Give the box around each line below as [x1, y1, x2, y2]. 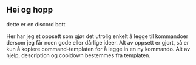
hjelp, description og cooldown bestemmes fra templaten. [6, 51, 150, 59]
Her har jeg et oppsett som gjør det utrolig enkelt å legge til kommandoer [6, 32, 189, 40]
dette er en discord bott [6, 20, 66, 28]
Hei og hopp [6, 5, 53, 15]
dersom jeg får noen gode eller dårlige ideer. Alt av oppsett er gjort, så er [6, 39, 189, 46]
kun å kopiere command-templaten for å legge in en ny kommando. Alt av [6, 45, 191, 52]
